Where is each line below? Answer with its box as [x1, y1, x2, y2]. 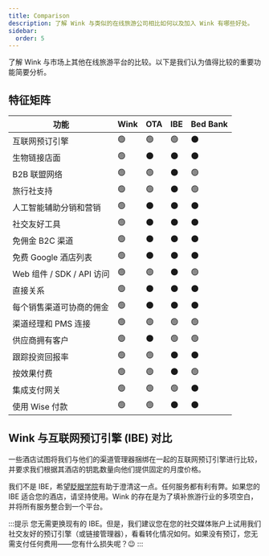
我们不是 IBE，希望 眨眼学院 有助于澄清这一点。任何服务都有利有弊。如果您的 [8, 481, 261, 491]
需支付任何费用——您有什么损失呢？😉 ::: [8, 538, 144, 548]
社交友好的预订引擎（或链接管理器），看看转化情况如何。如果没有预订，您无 [8, 529, 259, 538]
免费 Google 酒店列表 [12, 251, 92, 262]
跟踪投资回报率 [12, 351, 70, 362]
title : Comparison [8, 11, 70, 20]
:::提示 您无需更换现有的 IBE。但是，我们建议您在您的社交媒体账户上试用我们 [8, 518, 262, 528]
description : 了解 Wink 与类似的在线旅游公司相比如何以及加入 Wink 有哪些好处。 [8, 19, 255, 27]
